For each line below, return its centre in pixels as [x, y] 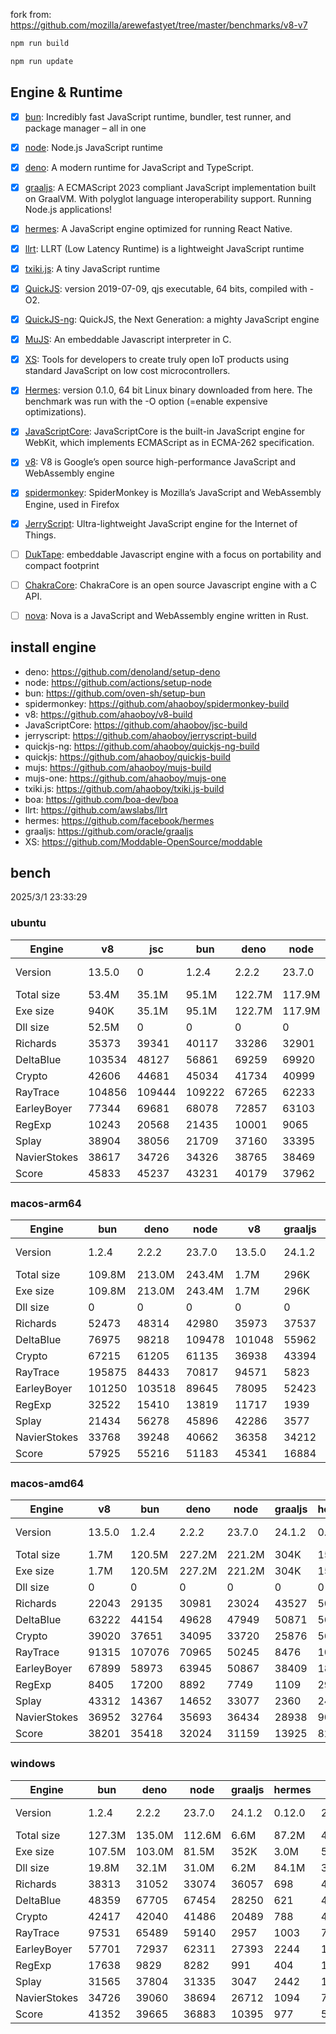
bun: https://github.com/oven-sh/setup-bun [115, 693]
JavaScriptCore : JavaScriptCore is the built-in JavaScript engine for [165, 431]
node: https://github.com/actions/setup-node [118, 682]
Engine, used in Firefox [72, 504]
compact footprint [62, 565]
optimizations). [55, 412]
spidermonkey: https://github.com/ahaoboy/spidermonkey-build [157, 703]
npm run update [42, 61]
